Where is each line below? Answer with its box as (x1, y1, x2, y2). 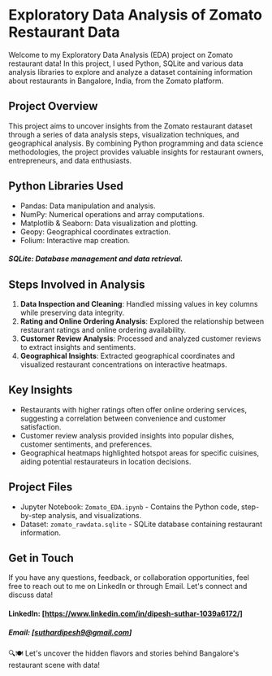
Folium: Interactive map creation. (19, 235, 131, 245)
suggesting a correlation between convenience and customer (19, 413, 227, 423)
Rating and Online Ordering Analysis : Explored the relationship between (19, 316, 265, 326)
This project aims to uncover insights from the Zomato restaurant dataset (8, 120, 253, 131)
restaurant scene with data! (8, 660, 100, 669)
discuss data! (8, 590, 54, 600)
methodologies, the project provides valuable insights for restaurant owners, (8, 146, 264, 156)
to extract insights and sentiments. (19, 342, 136, 351)
